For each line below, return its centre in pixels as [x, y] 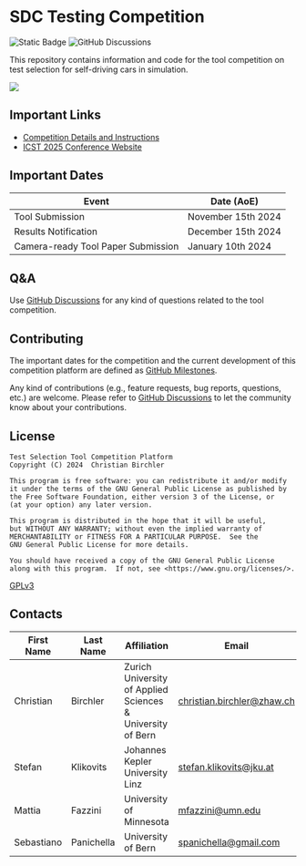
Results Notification [56, 232]
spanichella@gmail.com [229, 842]
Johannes [145, 749]
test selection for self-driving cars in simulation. [99, 69]
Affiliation [146, 645]
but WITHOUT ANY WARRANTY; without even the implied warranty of [136, 529]
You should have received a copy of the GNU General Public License [142, 561]
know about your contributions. [68, 407]
